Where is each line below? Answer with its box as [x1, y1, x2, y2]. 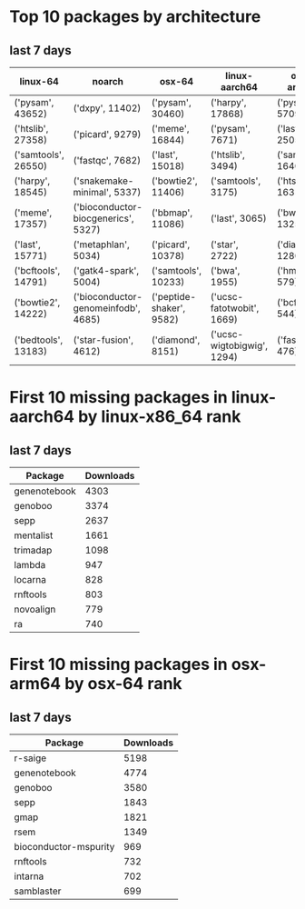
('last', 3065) [210, 212, 268, 225]
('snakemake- [73, 175, 134, 187]
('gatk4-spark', [73, 265, 140, 276]
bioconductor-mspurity [14, 841, 115, 853]
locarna [14, 574, 47, 585]
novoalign [14, 603, 56, 615]
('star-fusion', [73, 334, 134, 346]
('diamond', [151, 334, 201, 346]
